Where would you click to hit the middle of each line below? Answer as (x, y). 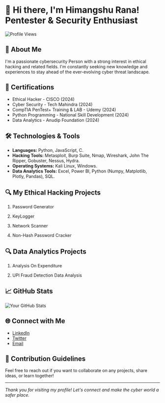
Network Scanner (30, 226)
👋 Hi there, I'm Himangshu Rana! (72, 10)
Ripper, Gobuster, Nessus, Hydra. (46, 161)
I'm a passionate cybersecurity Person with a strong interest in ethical (76, 61)
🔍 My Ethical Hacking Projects (53, 192)
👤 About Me (23, 49)
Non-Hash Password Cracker (42, 235)
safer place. (17, 395)
